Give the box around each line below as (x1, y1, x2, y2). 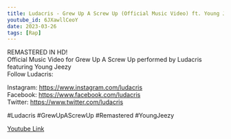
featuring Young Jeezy (7, 63, 71, 71)
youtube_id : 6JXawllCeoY (7, 17, 78, 23)
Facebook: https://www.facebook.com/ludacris (7, 91, 141, 99)
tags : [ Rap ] (7, 29, 41, 36)
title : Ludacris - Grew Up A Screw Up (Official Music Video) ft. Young (7, 10, 220, 17)
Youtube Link (7, 125, 45, 133)
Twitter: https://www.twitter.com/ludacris (7, 98, 124, 107)
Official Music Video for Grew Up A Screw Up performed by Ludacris (7, 56, 202, 64)
